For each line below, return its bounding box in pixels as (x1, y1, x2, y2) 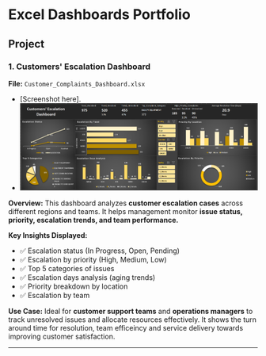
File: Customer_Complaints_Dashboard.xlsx (8, 78, 146, 88)
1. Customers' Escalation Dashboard (8, 61, 151, 72)
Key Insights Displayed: (8, 231, 88, 240)
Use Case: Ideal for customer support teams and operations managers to (8, 307, 253, 316)
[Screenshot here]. (19, 94, 82, 104)
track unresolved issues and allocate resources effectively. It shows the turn (8, 315, 257, 324)
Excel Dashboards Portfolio (8, 6, 192, 24)
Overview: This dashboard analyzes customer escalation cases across (8, 198, 244, 208)
